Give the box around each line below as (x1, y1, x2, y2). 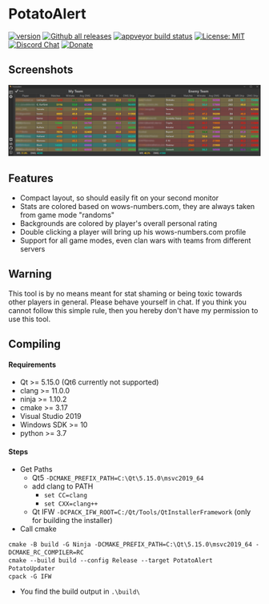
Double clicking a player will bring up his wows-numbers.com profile (19, 227, 247, 236)
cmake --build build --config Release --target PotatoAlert (8, 557, 214, 565)
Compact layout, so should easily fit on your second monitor (19, 193, 219, 203)
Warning (8, 268, 52, 281)
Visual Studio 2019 (19, 412, 82, 421)
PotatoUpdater (8, 565, 56, 573)
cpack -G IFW (8, 573, 52, 581)
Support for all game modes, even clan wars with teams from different (19, 236, 251, 245)
